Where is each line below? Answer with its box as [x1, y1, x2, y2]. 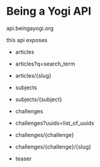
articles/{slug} [15, 72, 52, 79]
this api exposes [6, 36, 48, 43]
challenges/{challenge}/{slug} [15, 143, 91, 150]
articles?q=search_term [15, 60, 75, 67]
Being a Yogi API [6, 4, 91, 18]
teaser [15, 155, 32, 162]
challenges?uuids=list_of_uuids [15, 119, 94, 127]
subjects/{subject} [15, 95, 63, 103]
